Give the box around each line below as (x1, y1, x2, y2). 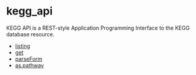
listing (14, 42, 30, 50)
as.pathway (14, 62, 44, 69)
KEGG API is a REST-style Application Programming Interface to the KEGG (6, 24, 190, 31)
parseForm (14, 55, 43, 62)
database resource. (6, 30, 55, 37)
